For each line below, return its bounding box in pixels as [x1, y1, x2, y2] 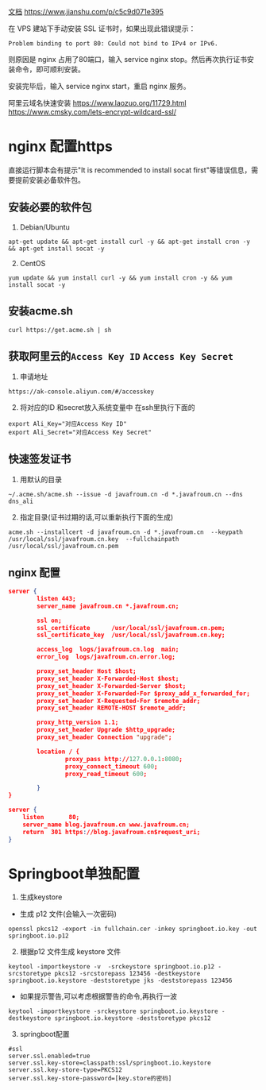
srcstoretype [8, 970, 52, 978]
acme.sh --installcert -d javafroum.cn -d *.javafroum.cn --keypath [8, 528, 244, 536]
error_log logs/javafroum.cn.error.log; [37, 653, 176, 661]
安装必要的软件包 [8, 201, 92, 215]
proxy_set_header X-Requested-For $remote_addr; [37, 697, 201, 705]
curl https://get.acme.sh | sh [8, 326, 112, 334]
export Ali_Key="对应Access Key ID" [8, 420, 127, 428]
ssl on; [37, 617, 62, 624]
